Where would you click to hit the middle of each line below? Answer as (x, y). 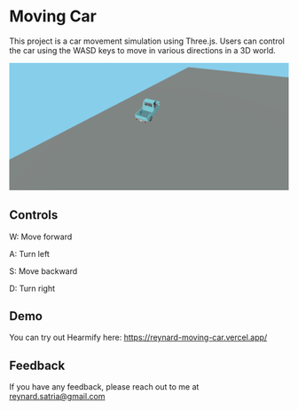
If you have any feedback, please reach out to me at (104, 387)
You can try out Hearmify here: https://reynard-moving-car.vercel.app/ (138, 338)
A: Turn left (30, 253)
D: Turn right (32, 288)
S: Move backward (43, 271)
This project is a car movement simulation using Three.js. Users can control (147, 41)
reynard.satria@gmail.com (57, 397)
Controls (34, 215)
